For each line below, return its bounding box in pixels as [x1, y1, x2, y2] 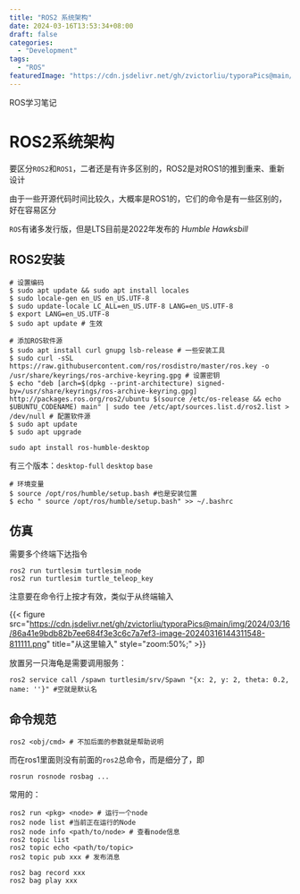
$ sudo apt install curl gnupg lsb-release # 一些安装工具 [9, 345, 226, 354]
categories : [9, 38, 54, 47]
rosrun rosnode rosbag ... [9, 772, 110, 781]
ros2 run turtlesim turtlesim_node [9, 566, 142, 575]
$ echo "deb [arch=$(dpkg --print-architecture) [9, 379, 194, 387]
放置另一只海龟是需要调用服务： [9, 658, 127, 668]
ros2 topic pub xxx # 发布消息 [9, 853, 121, 862]
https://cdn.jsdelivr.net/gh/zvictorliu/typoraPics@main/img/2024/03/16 [29, 618, 290, 629]
